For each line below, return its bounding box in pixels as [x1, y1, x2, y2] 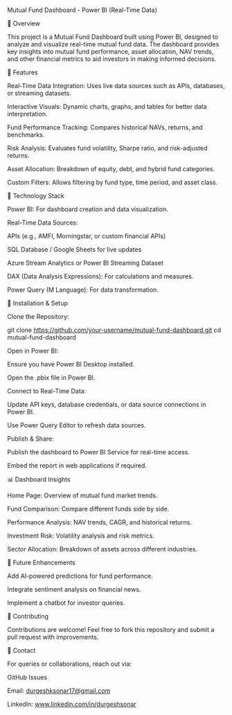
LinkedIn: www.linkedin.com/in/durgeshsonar [7, 700, 136, 708]
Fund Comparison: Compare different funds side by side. [7, 505, 170, 513]
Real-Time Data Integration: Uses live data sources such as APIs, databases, [7, 82, 225, 89]
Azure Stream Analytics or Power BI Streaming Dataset [7, 259, 164, 267]
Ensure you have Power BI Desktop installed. [7, 360, 135, 368]
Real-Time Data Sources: [7, 218, 78, 227]
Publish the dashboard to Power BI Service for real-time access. [7, 448, 190, 456]
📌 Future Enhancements [7, 558, 75, 567]
